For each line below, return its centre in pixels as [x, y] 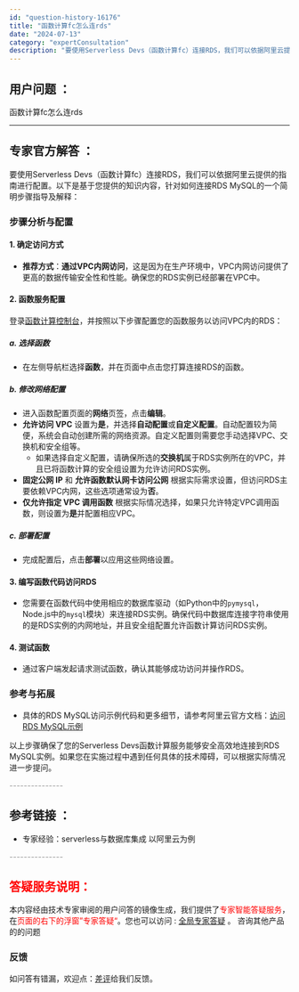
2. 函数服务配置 [37, 299]
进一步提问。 [32, 768]
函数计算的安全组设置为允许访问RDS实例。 [137, 469]
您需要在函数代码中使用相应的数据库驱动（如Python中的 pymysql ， [143, 603]
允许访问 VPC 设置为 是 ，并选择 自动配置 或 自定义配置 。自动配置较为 [145, 425]
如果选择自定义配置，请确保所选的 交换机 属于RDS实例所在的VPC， [157, 458]
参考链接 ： [40, 816]
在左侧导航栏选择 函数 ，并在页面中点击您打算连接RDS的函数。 [135, 367]
